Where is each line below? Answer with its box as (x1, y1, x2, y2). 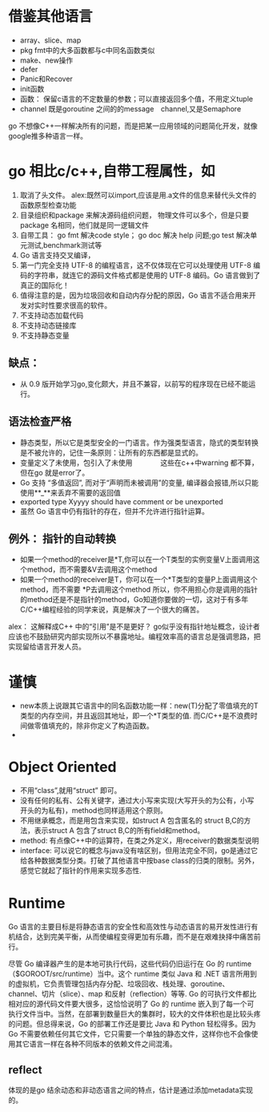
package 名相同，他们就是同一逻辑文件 (19, 220, 150, 229)
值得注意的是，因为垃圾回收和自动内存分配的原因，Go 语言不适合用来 (19, 290, 250, 300)
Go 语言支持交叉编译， (19, 250, 95, 260)
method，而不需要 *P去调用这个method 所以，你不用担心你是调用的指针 (19, 584, 259, 594)
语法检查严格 (8, 414, 72, 429)
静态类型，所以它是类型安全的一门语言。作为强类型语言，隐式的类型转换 (19, 438, 259, 447)
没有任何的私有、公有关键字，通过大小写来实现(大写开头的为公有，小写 (19, 795, 255, 806)
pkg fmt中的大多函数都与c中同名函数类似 (19, 45, 155, 55)
